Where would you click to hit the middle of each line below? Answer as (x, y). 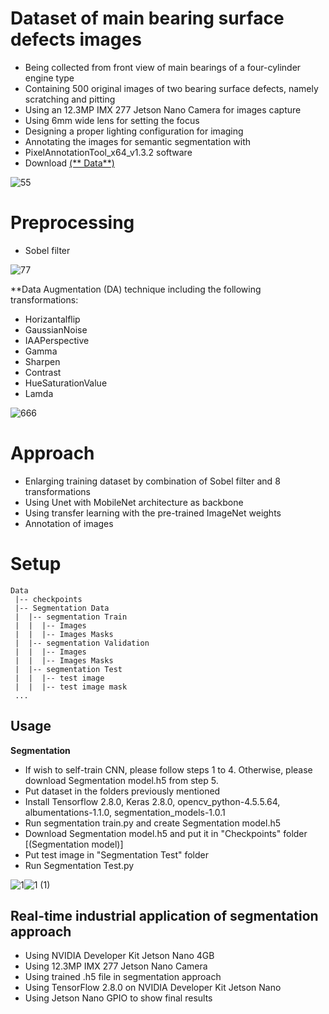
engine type (49, 78)
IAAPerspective (57, 340)
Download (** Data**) (69, 163)
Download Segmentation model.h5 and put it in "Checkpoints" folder (166, 833)
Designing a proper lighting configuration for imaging (134, 131)
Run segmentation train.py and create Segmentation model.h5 (153, 823)
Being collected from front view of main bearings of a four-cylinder (163, 67)
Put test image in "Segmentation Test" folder (116, 854)
